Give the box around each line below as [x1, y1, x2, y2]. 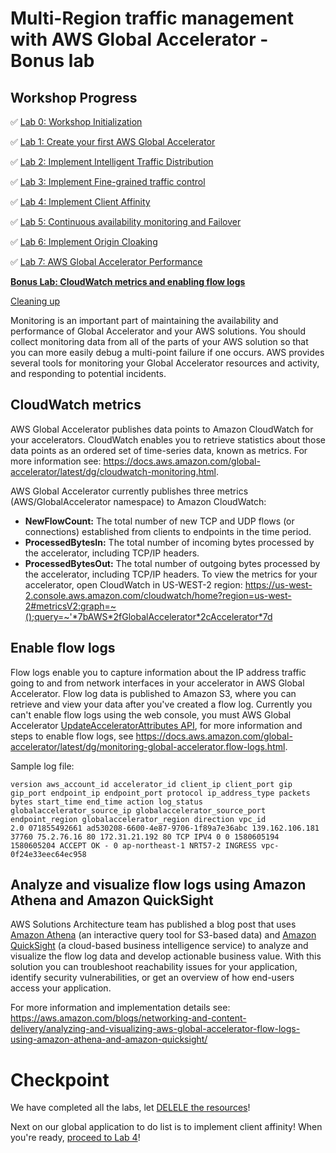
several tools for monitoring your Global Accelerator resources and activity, [10, 357, 320, 369]
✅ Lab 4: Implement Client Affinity [10, 196, 151, 207]
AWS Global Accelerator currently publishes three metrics [10, 485, 249, 497]
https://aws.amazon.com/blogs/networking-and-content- [10, 1012, 247, 1024]
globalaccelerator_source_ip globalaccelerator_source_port [10, 805, 267, 816]
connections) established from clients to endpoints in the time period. [24, 525, 312, 537]
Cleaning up [10, 295, 61, 307]
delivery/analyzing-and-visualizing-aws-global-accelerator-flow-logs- [10, 1023, 301, 1035]
